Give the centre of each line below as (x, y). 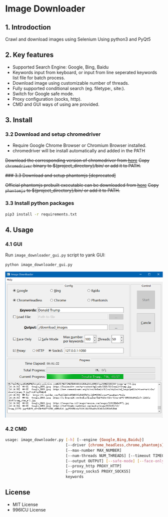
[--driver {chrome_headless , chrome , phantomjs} (115, 445)
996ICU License (29, 509)
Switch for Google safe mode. (43, 94)
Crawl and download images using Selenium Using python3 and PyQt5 (78, 39)
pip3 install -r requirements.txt (41, 214)
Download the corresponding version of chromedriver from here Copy (77, 160)
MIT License (25, 504)
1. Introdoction (28, 27)
